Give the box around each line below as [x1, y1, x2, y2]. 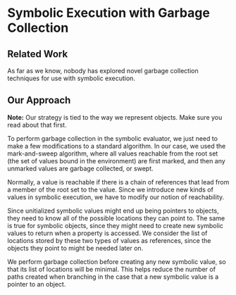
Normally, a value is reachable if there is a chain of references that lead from [7, 177, 230, 186]
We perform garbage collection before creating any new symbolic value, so [7, 257, 227, 265]
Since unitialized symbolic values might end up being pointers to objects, [7, 206, 220, 215]
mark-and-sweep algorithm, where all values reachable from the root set [7, 149, 218, 158]
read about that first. [7, 120, 67, 129]
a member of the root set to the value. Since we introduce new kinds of [7, 185, 213, 194]
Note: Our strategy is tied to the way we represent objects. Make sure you [7, 113, 223, 121]
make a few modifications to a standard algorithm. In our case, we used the [7, 142, 226, 150]
